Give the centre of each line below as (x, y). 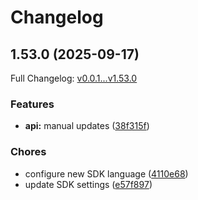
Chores (28, 152)
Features (32, 104)
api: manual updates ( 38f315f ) (87, 126)
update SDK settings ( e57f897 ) (88, 184)
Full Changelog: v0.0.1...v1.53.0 (74, 78)
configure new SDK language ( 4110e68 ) (106, 173)
